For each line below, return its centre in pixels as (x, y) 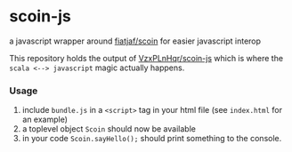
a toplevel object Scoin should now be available (109, 129)
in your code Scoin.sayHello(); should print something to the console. (152, 139)
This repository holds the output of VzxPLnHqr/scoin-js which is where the (146, 58)
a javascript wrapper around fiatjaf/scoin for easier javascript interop (135, 41)
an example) (45, 120)
